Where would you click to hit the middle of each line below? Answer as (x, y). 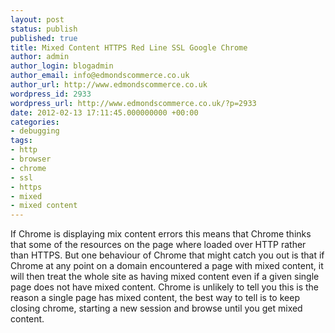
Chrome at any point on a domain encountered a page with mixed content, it (167, 266)
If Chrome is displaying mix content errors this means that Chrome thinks (161, 234)
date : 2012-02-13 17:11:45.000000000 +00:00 (104, 112)
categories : (35, 122)
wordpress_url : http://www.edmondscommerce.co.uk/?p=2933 (133, 103)
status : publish (44, 29)
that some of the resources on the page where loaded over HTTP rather (158, 245)
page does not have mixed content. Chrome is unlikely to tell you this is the (165, 287)
